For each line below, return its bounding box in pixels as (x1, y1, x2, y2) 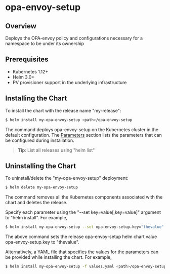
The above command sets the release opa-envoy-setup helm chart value (5, 233, 157, 240)
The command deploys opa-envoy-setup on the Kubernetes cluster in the (5, 126, 158, 133)
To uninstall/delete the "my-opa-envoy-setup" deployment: (5, 175, 129, 181)
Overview (5, 22, 37, 30)
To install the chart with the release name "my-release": (5, 107, 121, 113)
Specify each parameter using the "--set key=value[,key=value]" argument (5, 209, 161, 215)
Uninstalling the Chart (5, 162, 76, 170)
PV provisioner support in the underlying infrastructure (12, 79, 127, 85)
